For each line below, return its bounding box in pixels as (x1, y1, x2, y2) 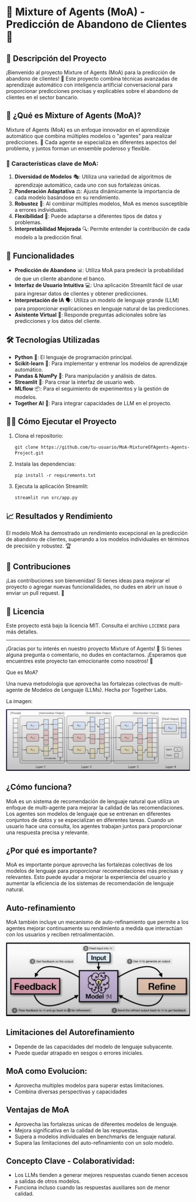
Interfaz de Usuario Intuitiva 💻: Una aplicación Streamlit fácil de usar (14, 281, 183, 288)
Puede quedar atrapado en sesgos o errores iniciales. (14, 1049, 144, 1056)
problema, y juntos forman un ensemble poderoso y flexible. (6, 144, 151, 151)
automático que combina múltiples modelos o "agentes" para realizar (6, 132, 173, 139)
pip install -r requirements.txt (14, 472, 96, 478)
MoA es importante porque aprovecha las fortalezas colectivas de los (6, 861, 173, 868)
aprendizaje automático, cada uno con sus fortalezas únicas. (14, 181, 161, 189)
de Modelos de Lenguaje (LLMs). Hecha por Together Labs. (24, 686, 168, 693)
